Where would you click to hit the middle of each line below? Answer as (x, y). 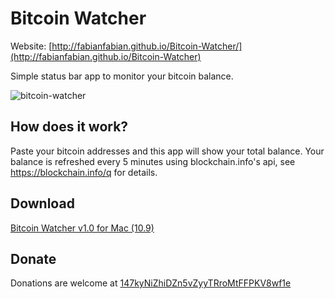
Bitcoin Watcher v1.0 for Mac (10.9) (82, 228)
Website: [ (31, 46)
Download (42, 203)
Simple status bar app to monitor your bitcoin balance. (122, 76)
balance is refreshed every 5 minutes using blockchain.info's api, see (153, 161)
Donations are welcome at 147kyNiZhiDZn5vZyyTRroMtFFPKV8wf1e (151, 283)
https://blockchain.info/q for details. (84, 172)
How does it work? (69, 127)
